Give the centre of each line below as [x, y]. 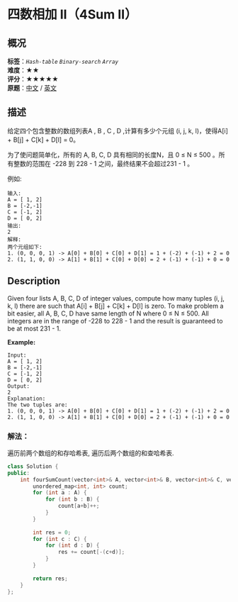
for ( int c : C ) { [60, 539]
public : [19, 473]
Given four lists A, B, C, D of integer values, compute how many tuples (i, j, [116, 298]
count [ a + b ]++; [79, 506]
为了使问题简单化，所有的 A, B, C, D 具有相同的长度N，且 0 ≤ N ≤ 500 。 [113, 155]
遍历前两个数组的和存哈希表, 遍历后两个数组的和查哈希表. [91, 453]
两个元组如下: [25, 247]
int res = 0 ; [52, 533]
